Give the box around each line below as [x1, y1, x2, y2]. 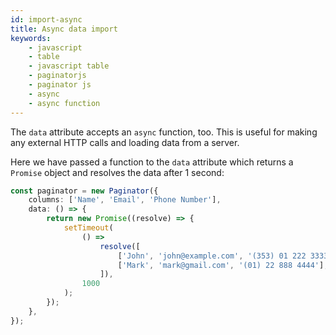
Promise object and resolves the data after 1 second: [10, 166, 225, 178]
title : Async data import [10, 24, 118, 34]
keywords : [10, 33, 52, 43]
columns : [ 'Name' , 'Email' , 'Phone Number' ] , [28, 195, 222, 205]
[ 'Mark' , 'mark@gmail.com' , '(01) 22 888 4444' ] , [117, 260, 329, 270]
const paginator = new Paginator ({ [10, 186, 159, 196]
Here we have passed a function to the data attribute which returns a [10, 156, 294, 168]
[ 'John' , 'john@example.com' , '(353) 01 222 [117, 251, 307, 261]
